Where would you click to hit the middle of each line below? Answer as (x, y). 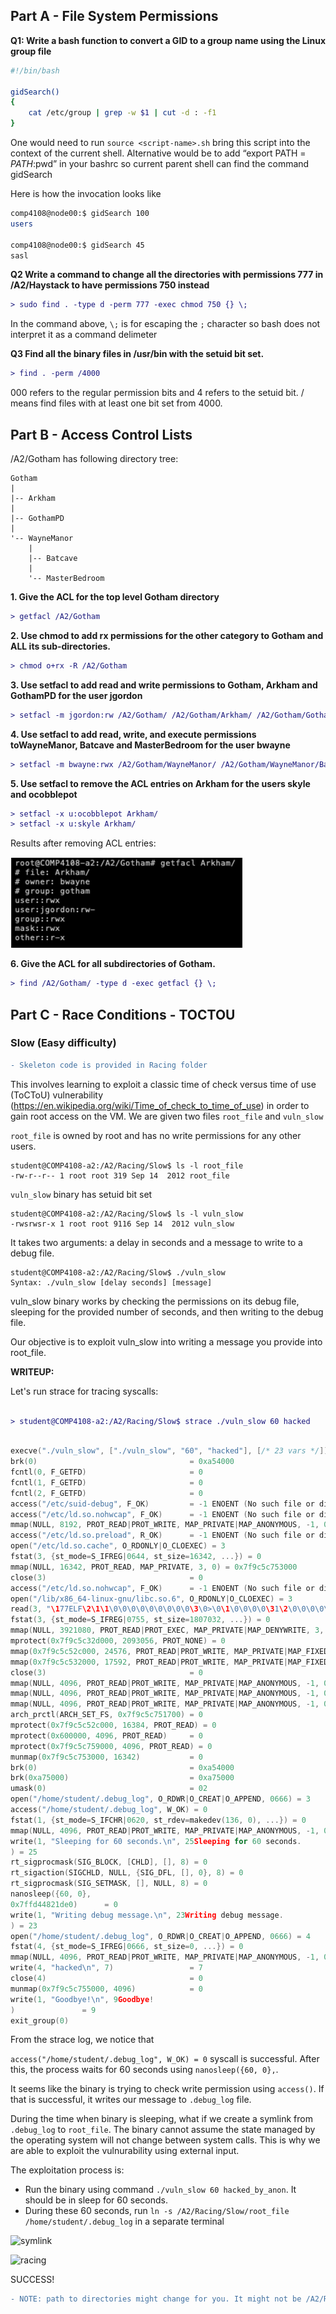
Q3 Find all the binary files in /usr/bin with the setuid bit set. (137, 354)
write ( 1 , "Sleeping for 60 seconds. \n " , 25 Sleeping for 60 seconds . (156, 1841)
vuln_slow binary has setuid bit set (81, 1194)
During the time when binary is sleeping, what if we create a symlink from (161, 2119)
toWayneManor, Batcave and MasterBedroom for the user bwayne (150, 745)
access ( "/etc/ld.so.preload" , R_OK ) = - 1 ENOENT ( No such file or (162, 1535)
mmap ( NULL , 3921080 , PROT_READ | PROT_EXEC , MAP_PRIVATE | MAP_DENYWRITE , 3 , (167, 1630)
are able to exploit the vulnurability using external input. (125, 2151)
